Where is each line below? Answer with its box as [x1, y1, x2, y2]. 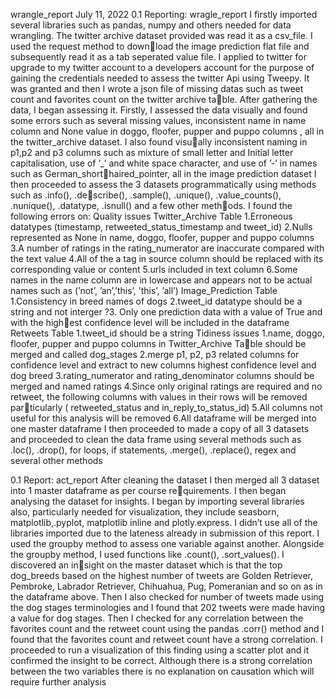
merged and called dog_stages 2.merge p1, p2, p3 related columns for [10, 349, 300, 360]
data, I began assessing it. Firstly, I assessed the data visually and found [10, 104, 308, 116]
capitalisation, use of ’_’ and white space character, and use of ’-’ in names [10, 157, 318, 169]
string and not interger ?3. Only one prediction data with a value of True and [10, 306, 323, 318]
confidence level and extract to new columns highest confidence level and [10, 359, 317, 371]
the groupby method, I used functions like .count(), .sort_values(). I [10, 549, 285, 560]
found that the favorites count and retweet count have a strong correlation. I [10, 634, 323, 645]
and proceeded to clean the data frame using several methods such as [10, 434, 302, 445]
